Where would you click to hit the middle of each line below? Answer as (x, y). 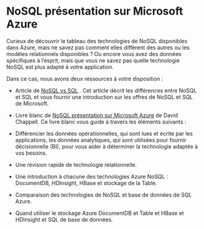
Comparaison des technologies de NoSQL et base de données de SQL (103, 195)
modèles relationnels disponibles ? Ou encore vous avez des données (94, 54)
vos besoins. (31, 153)
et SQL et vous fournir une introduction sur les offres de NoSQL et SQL (104, 97)
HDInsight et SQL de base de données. (64, 219)
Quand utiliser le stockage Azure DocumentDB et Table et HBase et (100, 213)
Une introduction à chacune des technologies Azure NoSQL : (92, 176)
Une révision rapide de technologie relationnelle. (76, 164)
